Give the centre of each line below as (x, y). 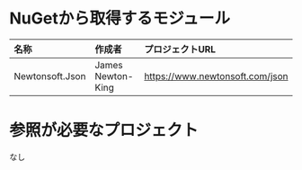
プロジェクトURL (180, 49)
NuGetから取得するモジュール (120, 18)
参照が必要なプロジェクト (104, 130)
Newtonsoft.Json (50, 76)
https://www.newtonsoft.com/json (216, 76)
